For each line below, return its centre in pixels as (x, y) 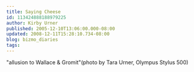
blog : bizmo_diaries (32, 40)
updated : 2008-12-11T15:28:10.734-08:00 (58, 34)
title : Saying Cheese (34, 12)
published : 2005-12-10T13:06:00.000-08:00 (61, 28)
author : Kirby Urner (32, 23)
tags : (13, 46)
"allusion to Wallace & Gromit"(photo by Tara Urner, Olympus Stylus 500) (98, 62)
